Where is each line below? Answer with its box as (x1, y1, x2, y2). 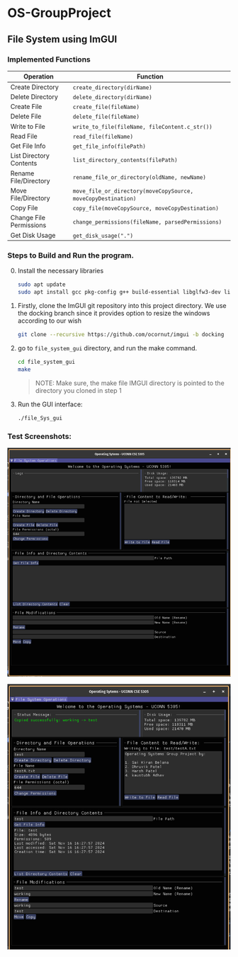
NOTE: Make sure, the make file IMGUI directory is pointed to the (35, 379, 225, 387)
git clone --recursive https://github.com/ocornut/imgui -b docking (17, 331, 225, 338)
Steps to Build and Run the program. (7, 251, 135, 260)
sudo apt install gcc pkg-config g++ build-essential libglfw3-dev (17, 289, 221, 296)
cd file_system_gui (17, 359, 76, 366)
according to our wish (17, 316, 82, 325)
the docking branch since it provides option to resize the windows (17, 309, 210, 318)
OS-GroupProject (7, 5, 112, 21)
